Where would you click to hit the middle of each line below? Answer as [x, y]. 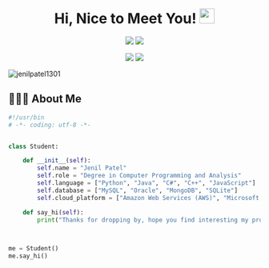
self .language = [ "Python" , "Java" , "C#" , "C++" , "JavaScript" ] [147, 183]
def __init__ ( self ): [57, 161]
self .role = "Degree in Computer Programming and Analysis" [139, 176]
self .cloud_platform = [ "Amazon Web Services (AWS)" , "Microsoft [149, 198]
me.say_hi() [28, 256]
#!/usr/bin [26, 117]
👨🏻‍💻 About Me [45, 99]
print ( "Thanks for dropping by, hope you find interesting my [143, 220]
